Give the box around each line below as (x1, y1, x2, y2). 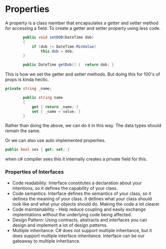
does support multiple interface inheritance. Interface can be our (12, 233, 145, 239)
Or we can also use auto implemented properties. (5, 138, 106, 144)
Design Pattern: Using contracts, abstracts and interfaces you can (12, 217, 148, 223)
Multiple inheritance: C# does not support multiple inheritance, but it (12, 227, 152, 233)
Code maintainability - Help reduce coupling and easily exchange (12, 206, 146, 212)
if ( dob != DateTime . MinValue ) (31, 44, 97, 49)
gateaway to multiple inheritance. (12, 238, 81, 244)
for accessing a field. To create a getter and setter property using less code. (5, 25, 161, 31)
